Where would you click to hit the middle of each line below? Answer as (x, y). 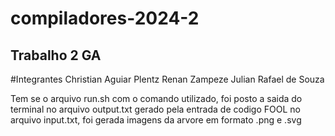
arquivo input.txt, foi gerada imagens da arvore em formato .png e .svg (156, 120)
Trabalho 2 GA (56, 55)
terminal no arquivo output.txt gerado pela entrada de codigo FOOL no (155, 109)
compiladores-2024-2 (105, 18)
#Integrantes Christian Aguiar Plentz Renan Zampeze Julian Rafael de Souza (167, 79)
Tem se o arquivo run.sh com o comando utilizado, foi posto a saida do (156, 98)
